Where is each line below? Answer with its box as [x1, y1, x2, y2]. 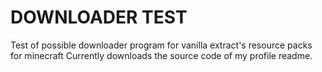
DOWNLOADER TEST [10, 6, 188, 29]
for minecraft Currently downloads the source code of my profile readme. [10, 49, 313, 61]
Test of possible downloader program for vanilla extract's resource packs [10, 39, 313, 51]
